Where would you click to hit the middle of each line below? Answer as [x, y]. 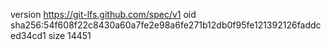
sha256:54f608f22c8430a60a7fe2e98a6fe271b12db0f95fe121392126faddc [166, 25]
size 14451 [70, 35]
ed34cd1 [28, 35]
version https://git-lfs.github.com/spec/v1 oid [103, 14]
